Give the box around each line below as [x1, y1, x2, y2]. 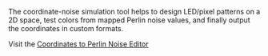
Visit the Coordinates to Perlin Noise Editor [8, 39, 149, 49]
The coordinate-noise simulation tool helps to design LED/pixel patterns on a [8, 7, 261, 16]
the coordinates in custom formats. [8, 24, 124, 33]
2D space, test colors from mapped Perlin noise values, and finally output [8, 15, 250, 25]
